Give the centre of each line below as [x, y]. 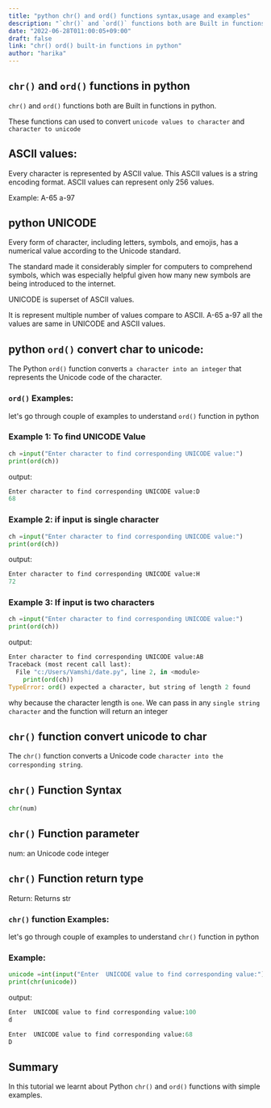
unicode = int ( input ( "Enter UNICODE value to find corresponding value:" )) [138, 975]
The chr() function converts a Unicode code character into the [116, 756]
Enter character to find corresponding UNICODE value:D [104, 491]
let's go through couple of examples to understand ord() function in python [134, 416]
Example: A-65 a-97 [42, 197]
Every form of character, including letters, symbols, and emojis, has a [123, 243]
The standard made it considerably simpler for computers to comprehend [130, 267]
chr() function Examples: [59, 919]
